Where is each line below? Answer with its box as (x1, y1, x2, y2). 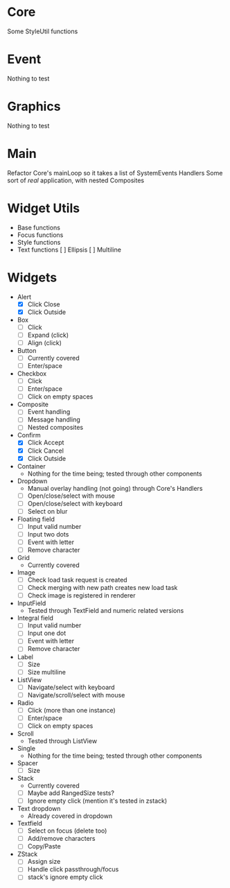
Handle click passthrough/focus (27, 865, 119, 873)
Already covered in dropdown (27, 812, 113, 820)
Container (17, 462, 46, 470)
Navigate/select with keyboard (27, 683, 116, 691)
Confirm (17, 431, 42, 439)
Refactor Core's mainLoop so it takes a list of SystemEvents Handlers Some (7, 168, 223, 177)
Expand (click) (27, 331, 69, 339)
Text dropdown (17, 805, 61, 813)
